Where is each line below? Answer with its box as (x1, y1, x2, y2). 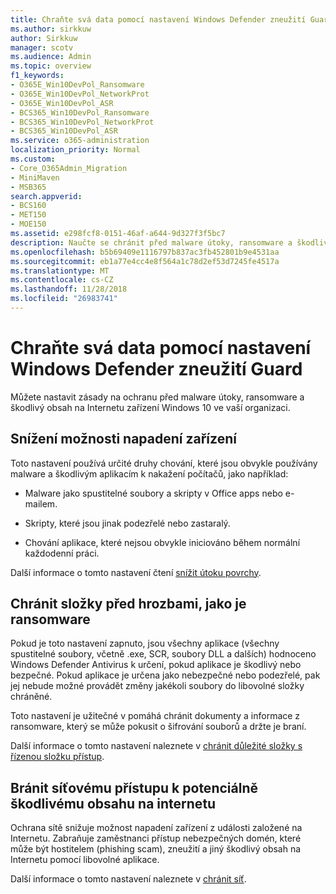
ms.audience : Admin (10, 52, 92, 62)
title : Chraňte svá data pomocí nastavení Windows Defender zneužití (10, 14, 307, 25)
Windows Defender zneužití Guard (10, 358, 303, 381)
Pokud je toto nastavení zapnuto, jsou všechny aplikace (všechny (10, 637, 280, 650)
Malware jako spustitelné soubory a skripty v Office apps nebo (24, 487, 283, 499)
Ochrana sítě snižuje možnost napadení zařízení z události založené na (10, 822, 303, 834)
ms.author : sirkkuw (10, 24, 92, 34)
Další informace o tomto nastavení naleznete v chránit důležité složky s (10, 740, 303, 752)
